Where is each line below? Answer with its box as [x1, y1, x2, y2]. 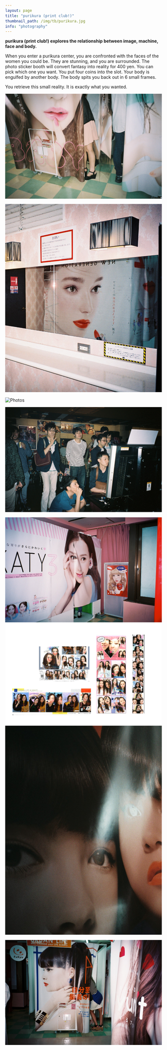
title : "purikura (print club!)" [5, 13, 75, 18]
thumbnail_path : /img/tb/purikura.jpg [5, 18, 85, 23]
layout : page [5, 8, 32, 13]
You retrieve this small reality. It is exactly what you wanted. [5, 84, 128, 90]
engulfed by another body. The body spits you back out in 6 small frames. [5, 74, 157, 80]
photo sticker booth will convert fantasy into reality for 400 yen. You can [5, 64, 154, 70]
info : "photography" [5, 24, 48, 29]
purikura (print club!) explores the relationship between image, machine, [5, 38, 159, 44]
